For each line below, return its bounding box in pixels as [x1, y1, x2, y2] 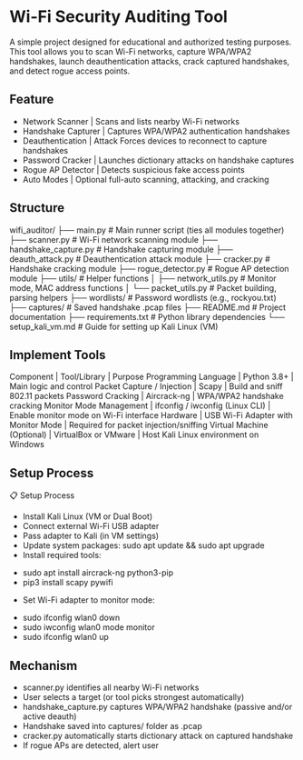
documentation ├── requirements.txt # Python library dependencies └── [9, 311, 286, 322]
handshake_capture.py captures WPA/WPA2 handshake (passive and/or [22, 702, 293, 712]
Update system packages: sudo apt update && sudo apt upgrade [22, 540, 265, 551]
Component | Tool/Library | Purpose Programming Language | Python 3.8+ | [9, 371, 294, 383]
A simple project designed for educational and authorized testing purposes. [9, 36, 292, 47]
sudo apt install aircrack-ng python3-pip [22, 567, 174, 578]
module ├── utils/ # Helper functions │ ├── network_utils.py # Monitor [9, 273, 277, 284]
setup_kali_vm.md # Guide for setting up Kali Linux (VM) [9, 321, 219, 332]
